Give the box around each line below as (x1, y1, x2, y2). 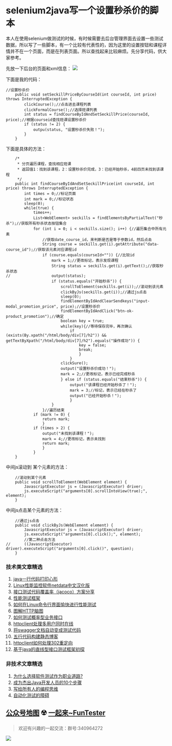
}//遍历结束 (42, 407, 65, 412)
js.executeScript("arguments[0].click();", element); (24, 532, 141, 537)
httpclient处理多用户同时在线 (13, 621, 73, 627)
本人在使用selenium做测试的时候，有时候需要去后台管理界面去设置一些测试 (6, 35, 164, 41)
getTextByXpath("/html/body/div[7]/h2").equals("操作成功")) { (6, 338, 140, 343)
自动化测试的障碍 (13, 692, 50, 698)
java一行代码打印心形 (13, 576, 58, 582)
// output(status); (6, 273, 86, 278)
